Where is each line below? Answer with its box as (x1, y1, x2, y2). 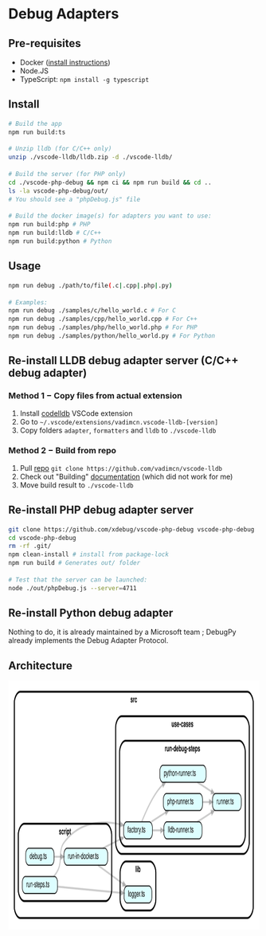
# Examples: (8, 298, 48, 307)
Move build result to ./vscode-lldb (19, 480, 134, 490)
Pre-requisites (8, 37, 81, 50)
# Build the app (8, 119, 62, 127)
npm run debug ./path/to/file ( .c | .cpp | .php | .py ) (8, 281, 173, 289)
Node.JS (19, 66, 49, 76)
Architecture (8, 659, 73, 672)
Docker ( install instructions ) (19, 57, 111, 67)
